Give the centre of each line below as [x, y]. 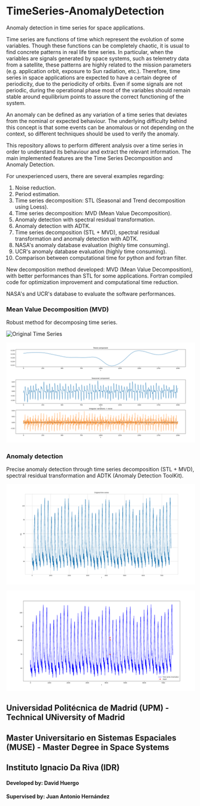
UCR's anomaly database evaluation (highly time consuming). [91, 251]
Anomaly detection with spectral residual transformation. [85, 219]
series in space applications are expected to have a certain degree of [92, 77]
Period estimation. [37, 194]
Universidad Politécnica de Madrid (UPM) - [88, 708]
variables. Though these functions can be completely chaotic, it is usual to [98, 46]
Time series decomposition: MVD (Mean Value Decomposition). [93, 213]
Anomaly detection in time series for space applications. [75, 28]
